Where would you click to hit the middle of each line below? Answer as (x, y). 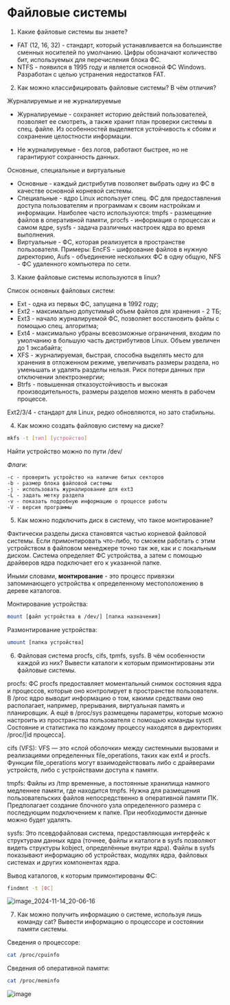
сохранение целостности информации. (74, 136)
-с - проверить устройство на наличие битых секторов (86, 477)
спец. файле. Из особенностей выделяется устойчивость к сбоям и (116, 129)
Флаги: (17, 464)
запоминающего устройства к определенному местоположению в (105, 583)
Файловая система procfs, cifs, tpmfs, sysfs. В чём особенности (111, 656)
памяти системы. (43, 929)
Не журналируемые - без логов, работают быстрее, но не (103, 149)
